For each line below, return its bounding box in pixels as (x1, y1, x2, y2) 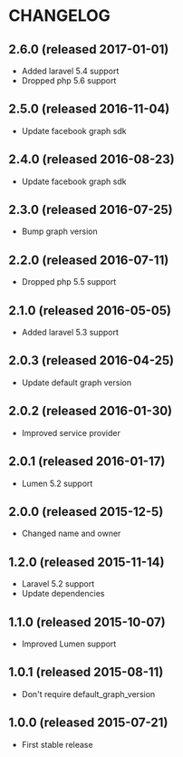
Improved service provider (21, 427, 121, 438)
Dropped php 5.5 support (21, 277, 117, 287)
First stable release (21, 739, 93, 750)
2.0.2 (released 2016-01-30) (8, 403, 173, 419)
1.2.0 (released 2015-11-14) (8, 554, 165, 569)
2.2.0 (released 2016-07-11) (8, 252, 169, 267)
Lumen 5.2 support (21, 478, 93, 489)
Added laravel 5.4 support (21, 65, 120, 76)
